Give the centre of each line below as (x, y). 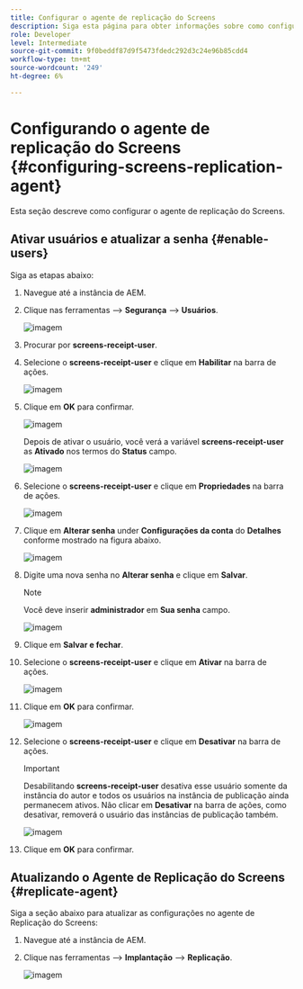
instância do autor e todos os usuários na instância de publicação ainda (156, 795)
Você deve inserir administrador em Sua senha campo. (126, 609)
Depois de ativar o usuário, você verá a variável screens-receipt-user (153, 441)
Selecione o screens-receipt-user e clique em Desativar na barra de (152, 741)
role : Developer (40, 34)
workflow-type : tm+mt (51, 59)
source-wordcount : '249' (57, 68)
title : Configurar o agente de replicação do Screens (113, 18)
